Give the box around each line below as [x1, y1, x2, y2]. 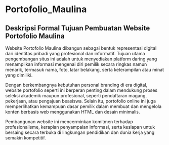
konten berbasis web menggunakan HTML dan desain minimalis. [5, 109, 140, 115]
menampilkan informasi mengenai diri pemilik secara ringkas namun [5, 61, 147, 67]
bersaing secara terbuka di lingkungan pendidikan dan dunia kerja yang [5, 129, 155, 135]
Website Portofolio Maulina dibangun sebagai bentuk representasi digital [5, 45, 157, 51]
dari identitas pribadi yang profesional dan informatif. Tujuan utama [5, 51, 145, 56]
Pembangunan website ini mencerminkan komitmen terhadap [5, 119, 133, 125]
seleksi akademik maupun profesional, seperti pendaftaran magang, [5, 93, 147, 98]
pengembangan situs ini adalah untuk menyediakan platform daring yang [5, 56, 157, 62]
